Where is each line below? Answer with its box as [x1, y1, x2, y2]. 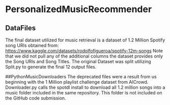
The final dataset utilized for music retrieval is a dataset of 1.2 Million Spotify [5, 37, 165, 43]
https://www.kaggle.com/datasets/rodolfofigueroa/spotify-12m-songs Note [5, 48, 163, 54]
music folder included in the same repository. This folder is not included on [5, 90, 162, 95]
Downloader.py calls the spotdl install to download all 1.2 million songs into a [5, 84, 165, 90]
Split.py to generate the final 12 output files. [5, 64, 97, 70]
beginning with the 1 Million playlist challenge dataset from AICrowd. [5, 79, 149, 85]
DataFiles [5, 24, 36, 32]
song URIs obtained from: [5, 42, 59, 48]
